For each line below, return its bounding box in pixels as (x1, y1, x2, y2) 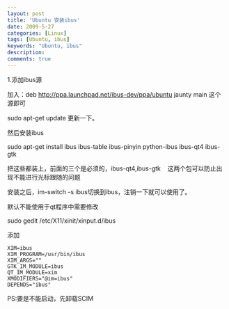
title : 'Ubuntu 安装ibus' (7, 17, 80, 24)
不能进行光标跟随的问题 (13, 173, 81, 181)
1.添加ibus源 (7, 75, 42, 84)
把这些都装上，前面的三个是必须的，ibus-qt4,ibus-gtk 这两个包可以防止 (7, 164, 217, 173)
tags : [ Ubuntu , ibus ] (7, 36, 70, 43)
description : (7, 49, 45, 56)
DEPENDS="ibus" (7, 281, 52, 288)
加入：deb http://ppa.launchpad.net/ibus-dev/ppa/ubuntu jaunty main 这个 (7, 90, 221, 98)
